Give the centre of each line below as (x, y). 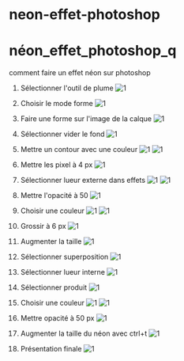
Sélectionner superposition (64, 257)
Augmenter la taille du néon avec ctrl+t (84, 333)
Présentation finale (51, 349)
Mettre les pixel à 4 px (56, 165)
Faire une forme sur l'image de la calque (86, 119)
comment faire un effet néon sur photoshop (80, 73)
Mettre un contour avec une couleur (79, 150)
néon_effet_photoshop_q (93, 51)
